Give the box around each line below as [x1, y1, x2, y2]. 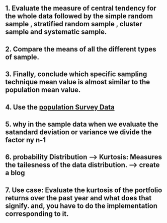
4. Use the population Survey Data [5, 103, 115, 111]
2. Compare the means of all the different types [5, 45, 156, 53]
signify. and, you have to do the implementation [5, 201, 157, 210]
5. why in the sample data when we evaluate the [5, 120, 158, 128]
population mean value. [5, 86, 81, 94]
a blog [5, 169, 25, 177]
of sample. [5, 52, 39, 61]
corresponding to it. [5, 209, 69, 218]
